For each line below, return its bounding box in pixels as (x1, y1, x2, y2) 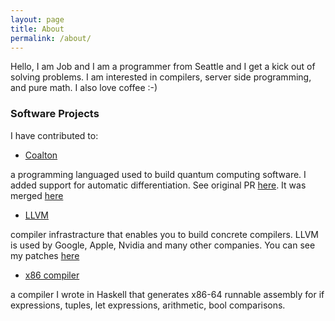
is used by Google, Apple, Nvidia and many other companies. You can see (10, 239, 316, 251)
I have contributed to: (10, 129, 99, 141)
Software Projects (10, 107, 100, 121)
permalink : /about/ (10, 33, 92, 43)
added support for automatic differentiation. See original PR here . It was (10, 179, 307, 191)
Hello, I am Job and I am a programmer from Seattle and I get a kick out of (10, 61, 316, 73)
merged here (10, 189, 64, 201)
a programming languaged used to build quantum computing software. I (10, 168, 307, 180)
